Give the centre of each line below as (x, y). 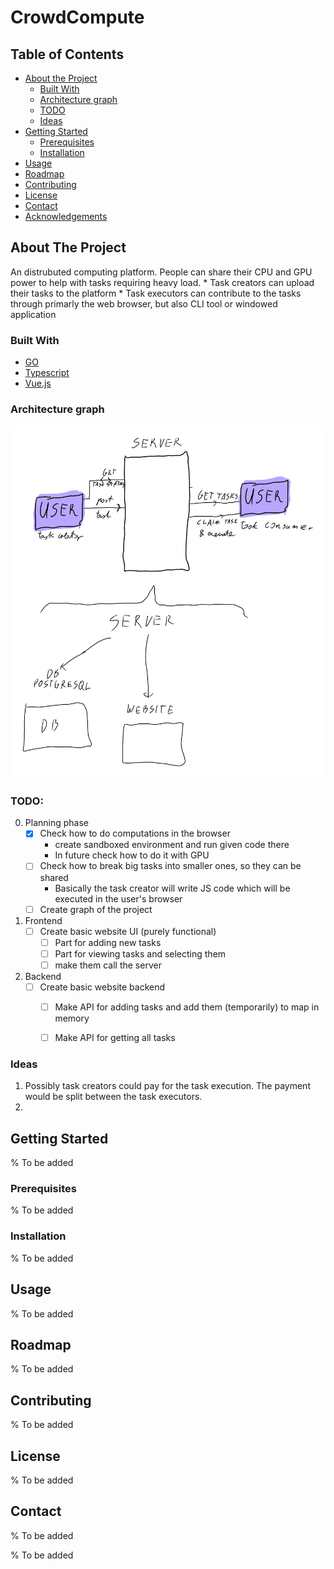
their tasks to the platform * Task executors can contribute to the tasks (156, 293)
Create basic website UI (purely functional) (128, 931)
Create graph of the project (96, 909)
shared (54, 877)
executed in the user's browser (118, 898)
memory (72, 1018)
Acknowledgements (66, 216)
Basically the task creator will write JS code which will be (172, 888)
